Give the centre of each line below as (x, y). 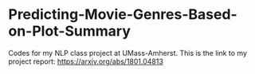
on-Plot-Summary (70, 31)
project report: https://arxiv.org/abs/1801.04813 (86, 61)
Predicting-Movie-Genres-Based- (123, 15)
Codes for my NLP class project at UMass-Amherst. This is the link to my (128, 53)
